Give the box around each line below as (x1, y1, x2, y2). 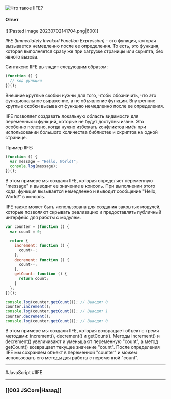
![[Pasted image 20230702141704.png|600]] (5, 28, 98, 34)
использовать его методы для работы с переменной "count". (5, 354, 139, 361)
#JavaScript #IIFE (5, 369, 43, 375)
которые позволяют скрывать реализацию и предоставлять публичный (5, 209, 162, 215)
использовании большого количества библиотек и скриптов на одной (5, 129, 158, 135)
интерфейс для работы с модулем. (5, 214, 81, 221)
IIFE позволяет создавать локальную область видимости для (5, 112, 139, 119)
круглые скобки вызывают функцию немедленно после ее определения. (5, 103, 164, 109)
